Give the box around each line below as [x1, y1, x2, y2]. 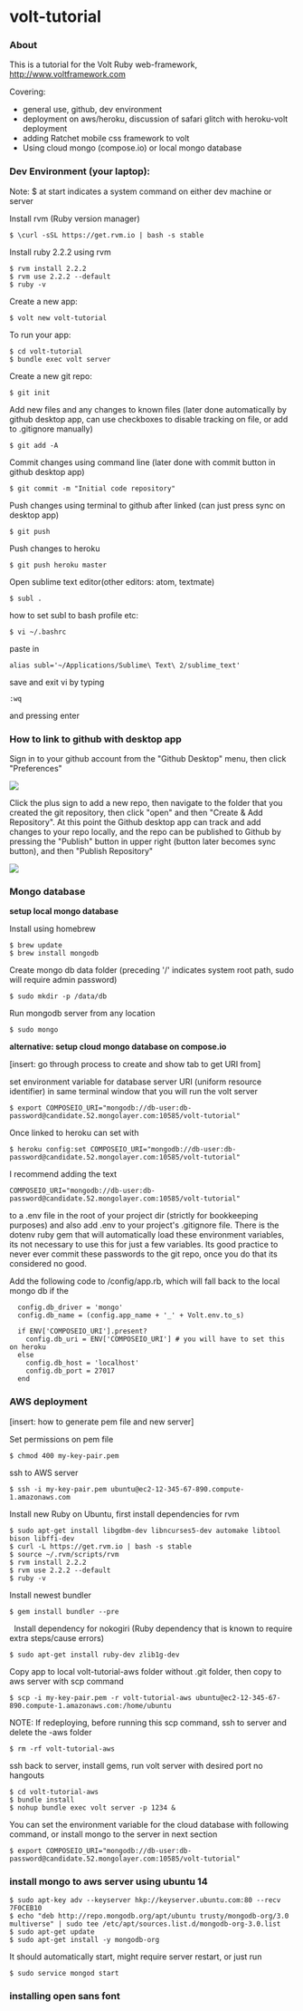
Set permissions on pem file [9, 1433, 114, 1444]
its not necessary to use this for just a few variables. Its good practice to [9, 1239, 279, 1250]
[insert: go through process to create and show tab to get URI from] [9, 1059, 261, 1070]
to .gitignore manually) [9, 423, 93, 434]
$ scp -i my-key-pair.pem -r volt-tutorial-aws [9, 1693, 193, 1702]
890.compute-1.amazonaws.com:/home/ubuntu [9, 1701, 172, 1710]
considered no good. [9, 1258, 88, 1269]
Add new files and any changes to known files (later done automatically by [9, 403, 288, 414]
